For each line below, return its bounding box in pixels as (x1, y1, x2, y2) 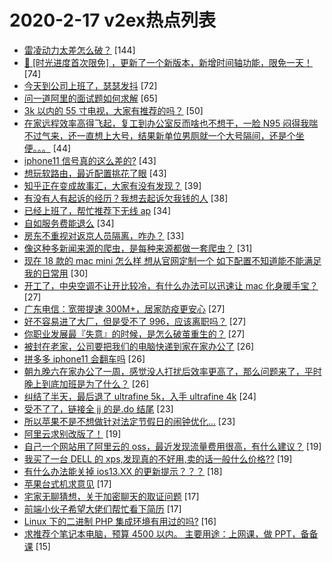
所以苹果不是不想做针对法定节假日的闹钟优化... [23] (23, 415, 236, 427)
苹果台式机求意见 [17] (23, 477, 112, 490)
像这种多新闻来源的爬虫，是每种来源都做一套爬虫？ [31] (23, 242, 253, 254)
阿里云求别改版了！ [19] (23, 427, 122, 440)
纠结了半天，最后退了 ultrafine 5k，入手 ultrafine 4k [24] (23, 390, 257, 402)
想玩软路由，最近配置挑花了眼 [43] (23, 167, 167, 179)
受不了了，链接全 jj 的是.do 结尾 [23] (23, 402, 174, 415)
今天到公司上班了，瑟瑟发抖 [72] (23, 79, 158, 91)
